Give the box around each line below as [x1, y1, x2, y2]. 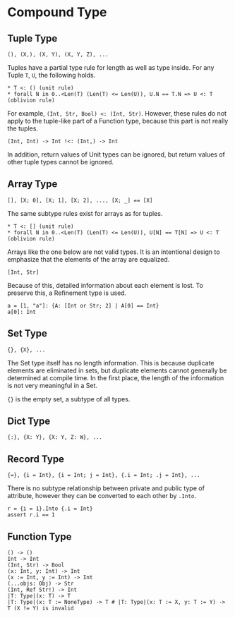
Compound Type [7, 4, 107, 20]
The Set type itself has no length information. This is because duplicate [7, 358, 215, 367]
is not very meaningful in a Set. [7, 381, 97, 389]
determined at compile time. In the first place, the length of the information [7, 373, 224, 382]
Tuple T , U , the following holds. [7, 71, 96, 79]
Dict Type [7, 416, 51, 428]
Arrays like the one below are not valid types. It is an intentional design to [7, 248, 220, 256]
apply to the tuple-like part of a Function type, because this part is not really [7, 117, 229, 125]
